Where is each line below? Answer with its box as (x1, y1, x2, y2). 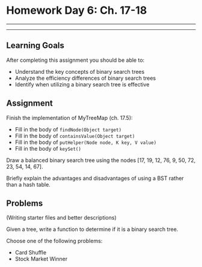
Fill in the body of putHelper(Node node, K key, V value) (14, 139, 157, 146)
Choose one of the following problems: (6, 238, 103, 245)
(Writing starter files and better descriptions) (6, 214, 117, 221)
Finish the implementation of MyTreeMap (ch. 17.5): (6, 114, 133, 121)
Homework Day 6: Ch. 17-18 (6, 4, 147, 17)
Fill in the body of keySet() (14, 145, 81, 152)
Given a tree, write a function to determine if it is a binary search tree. (6, 226, 179, 233)
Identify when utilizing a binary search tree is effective (14, 80, 150, 88)
